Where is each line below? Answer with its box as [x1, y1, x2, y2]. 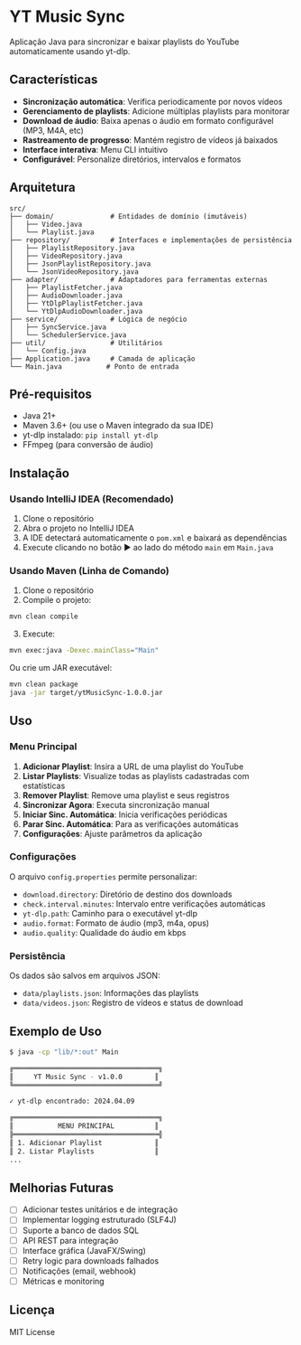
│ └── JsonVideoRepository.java [9, 267, 140, 277]
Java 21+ [22, 410, 57, 421]
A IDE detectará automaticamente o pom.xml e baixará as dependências [22, 532, 287, 543]
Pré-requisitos [9, 386, 93, 401]
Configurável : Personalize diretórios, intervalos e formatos [22, 154, 242, 165]
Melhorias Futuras [9, 1180, 114, 1195]
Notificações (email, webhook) [22, 1265, 137, 1276]
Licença [9, 1303, 56, 1318]
